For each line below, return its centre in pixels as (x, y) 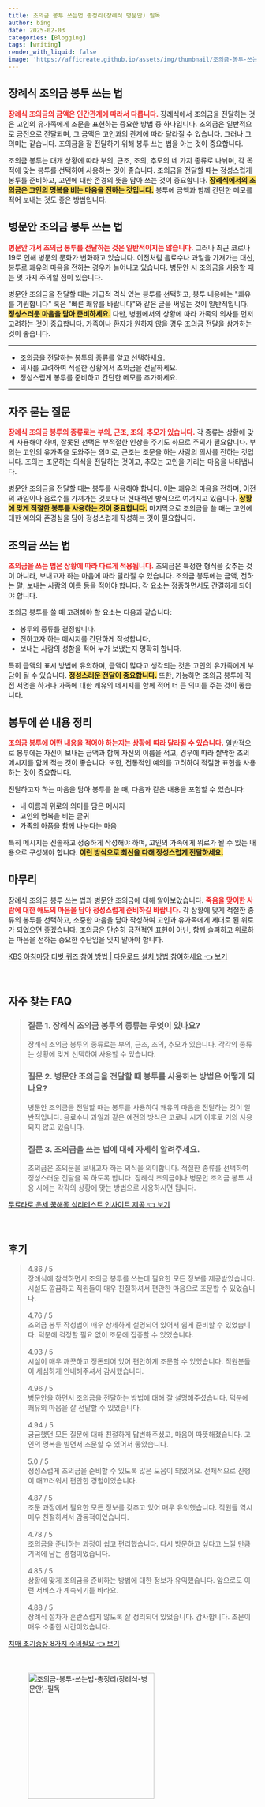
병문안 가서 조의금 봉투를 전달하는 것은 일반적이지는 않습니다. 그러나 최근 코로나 (129, 247)
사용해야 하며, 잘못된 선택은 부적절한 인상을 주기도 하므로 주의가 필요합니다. (132, 442)
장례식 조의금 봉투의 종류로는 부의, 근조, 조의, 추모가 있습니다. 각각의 (132, 1044)
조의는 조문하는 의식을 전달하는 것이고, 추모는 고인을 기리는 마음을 (126, 462)
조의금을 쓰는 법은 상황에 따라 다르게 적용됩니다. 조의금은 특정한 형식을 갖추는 (126, 566)
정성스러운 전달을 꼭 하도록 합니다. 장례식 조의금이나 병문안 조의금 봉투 (136, 1178)
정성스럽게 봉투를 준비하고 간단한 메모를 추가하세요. (99, 377)
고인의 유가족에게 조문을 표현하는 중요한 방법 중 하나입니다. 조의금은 (120, 124)
